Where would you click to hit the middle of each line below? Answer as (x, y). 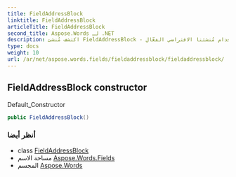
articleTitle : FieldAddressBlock (56, 27)
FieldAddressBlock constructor (77, 88)
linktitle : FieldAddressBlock (52, 20)
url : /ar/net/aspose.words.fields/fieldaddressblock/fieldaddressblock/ (116, 59)
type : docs (23, 46)
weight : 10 (23, 53)
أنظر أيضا (21, 135)
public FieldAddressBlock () (48, 117)
